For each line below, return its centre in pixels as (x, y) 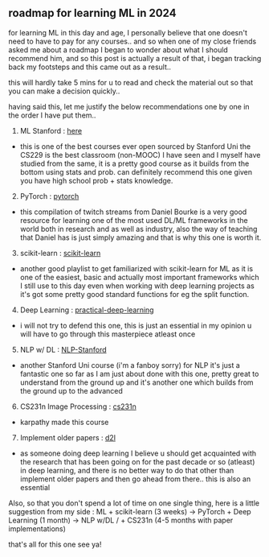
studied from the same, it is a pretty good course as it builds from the (134, 163)
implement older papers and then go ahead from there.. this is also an (135, 479)
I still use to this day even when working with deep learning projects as (137, 286)
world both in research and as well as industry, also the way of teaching (139, 229)
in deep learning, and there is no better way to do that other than (127, 470)
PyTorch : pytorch (49, 196)
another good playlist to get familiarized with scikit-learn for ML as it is (137, 268)
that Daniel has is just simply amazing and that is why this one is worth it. (141, 237)
